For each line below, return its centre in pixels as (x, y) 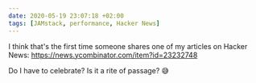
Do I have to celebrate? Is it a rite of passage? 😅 (89, 70)
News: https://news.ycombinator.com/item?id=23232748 (103, 55)
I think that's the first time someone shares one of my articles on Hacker (128, 46)
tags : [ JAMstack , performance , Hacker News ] (84, 23)
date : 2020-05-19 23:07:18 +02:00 (66, 16)
